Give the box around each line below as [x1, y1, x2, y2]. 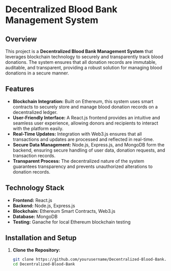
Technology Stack [5, 184, 65, 192]
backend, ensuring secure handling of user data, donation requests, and [12, 147, 165, 153]
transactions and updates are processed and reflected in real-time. [12, 136, 155, 142]
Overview [5, 35, 37, 43]
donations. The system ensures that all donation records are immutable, [5, 59, 157, 65]
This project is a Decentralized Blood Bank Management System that [5, 48, 154, 54]
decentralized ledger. [12, 109, 58, 115]
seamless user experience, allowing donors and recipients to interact [12, 120, 159, 126]
